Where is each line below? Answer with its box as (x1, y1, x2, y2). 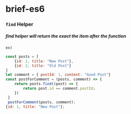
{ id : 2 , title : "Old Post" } (14, 63, 71, 68)
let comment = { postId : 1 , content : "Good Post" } (5, 72, 111, 77)
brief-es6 (5, 3, 45, 15)
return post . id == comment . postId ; (23, 86, 96, 91)
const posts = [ (5, 54, 39, 59)
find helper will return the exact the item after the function (5, 33, 127, 39)
